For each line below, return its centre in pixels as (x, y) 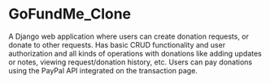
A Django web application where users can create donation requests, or (129, 36)
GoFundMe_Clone (70, 14)
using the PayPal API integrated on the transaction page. (103, 70)
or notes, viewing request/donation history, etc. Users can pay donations (131, 62)
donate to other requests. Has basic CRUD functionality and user (117, 44)
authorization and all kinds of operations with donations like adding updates (135, 53)
